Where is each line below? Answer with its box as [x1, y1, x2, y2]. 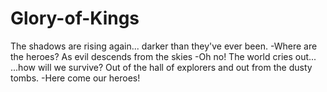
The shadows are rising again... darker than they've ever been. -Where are [10, 40, 318, 52]
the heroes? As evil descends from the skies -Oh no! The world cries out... [10, 50, 317, 62]
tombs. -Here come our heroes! [10, 72, 141, 84]
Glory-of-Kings [10, 7, 140, 30]
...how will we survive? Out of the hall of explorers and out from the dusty [10, 61, 313, 73]
